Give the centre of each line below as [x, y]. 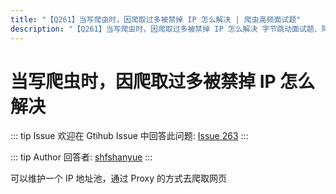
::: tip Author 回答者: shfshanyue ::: [81, 157]
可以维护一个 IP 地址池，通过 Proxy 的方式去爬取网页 [119, 178]
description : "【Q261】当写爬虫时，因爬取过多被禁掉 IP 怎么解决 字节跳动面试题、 [166, 29]
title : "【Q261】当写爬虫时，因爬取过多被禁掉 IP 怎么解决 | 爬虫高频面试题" [156, 19]
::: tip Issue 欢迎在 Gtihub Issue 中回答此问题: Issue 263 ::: [129, 136]
